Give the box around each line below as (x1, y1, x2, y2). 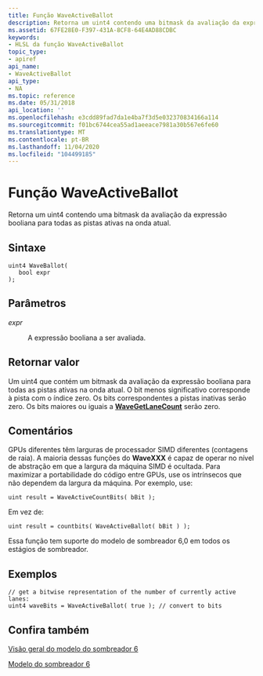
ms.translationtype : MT (8, 128, 86, 136)
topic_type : (8, 48, 47, 56)
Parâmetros (8, 297, 67, 310)
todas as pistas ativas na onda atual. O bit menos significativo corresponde (8, 385, 250, 394)
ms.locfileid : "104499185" (8, 150, 96, 158)
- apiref (8, 56, 37, 64)
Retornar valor (8, 356, 80, 369)
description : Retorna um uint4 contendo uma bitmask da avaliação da (8, 19, 240, 27)
